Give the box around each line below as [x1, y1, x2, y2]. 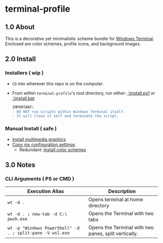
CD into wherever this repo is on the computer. [12, 80, 104, 86]
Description [108, 188, 136, 195]
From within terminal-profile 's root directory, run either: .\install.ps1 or [12, 90, 155, 96]
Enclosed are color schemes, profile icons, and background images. [5, 41, 141, 47]
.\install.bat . [12, 95, 36, 101]
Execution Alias [27, 188, 64, 195]
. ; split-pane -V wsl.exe [7, 230, 70, 236]
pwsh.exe [7, 216, 28, 222]
